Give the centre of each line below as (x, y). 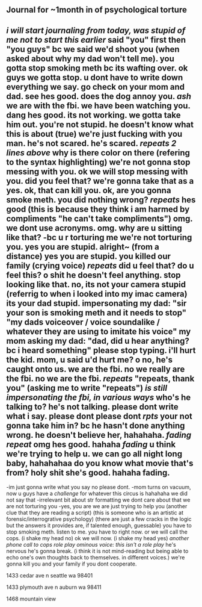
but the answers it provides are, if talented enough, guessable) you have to (99, 526)
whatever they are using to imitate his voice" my (99, 332)
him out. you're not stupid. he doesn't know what (100, 124)
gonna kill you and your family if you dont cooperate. (72, 564)
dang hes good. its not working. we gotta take (93, 115)
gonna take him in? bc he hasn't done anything (96, 425)
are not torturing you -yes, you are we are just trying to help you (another (97, 506)
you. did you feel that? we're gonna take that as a (100, 181)
